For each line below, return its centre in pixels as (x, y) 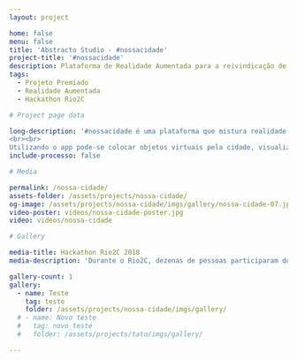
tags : (19, 75)
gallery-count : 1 (41, 276)
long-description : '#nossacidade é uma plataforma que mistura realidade (148, 131)
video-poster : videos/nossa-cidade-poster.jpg (96, 212)
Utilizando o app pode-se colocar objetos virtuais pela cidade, (132, 148)
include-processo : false (55, 156)
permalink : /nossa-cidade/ (59, 188)
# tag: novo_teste (55, 326)
